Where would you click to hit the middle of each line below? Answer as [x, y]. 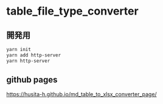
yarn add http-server [34, 55]
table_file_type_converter [72, 11]
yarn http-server [28, 61]
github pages [32, 80]
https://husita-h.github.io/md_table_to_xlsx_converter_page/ [81, 94]
